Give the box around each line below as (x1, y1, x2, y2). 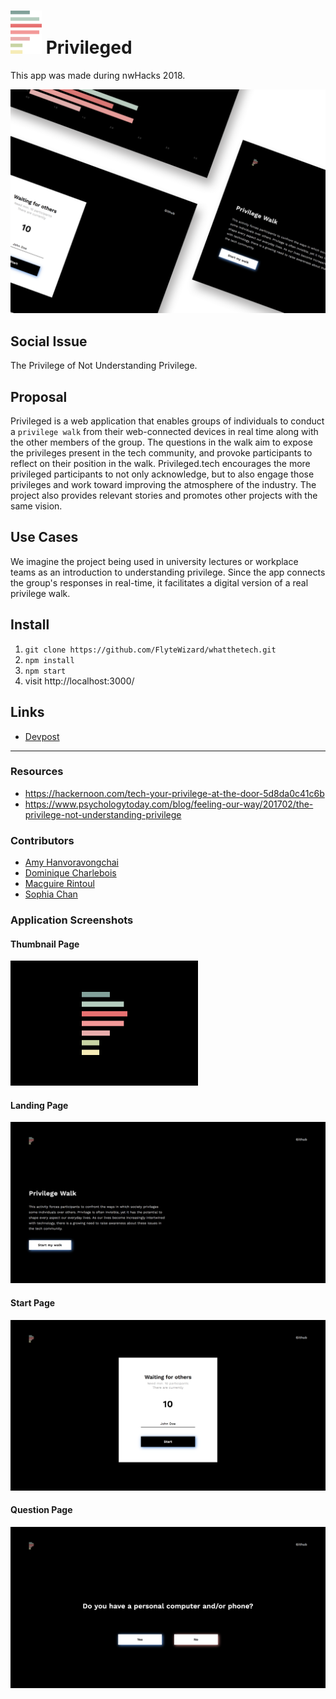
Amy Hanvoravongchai (24, 856, 119, 869)
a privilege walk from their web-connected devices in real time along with (10, 426, 319, 438)
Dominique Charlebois (24, 867, 117, 879)
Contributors (10, 833, 75, 847)
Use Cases (10, 529, 79, 546)
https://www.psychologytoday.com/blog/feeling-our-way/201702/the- (24, 798, 314, 810)
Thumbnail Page (10, 938, 80, 950)
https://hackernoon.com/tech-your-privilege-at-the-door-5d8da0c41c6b (24, 787, 325, 799)
